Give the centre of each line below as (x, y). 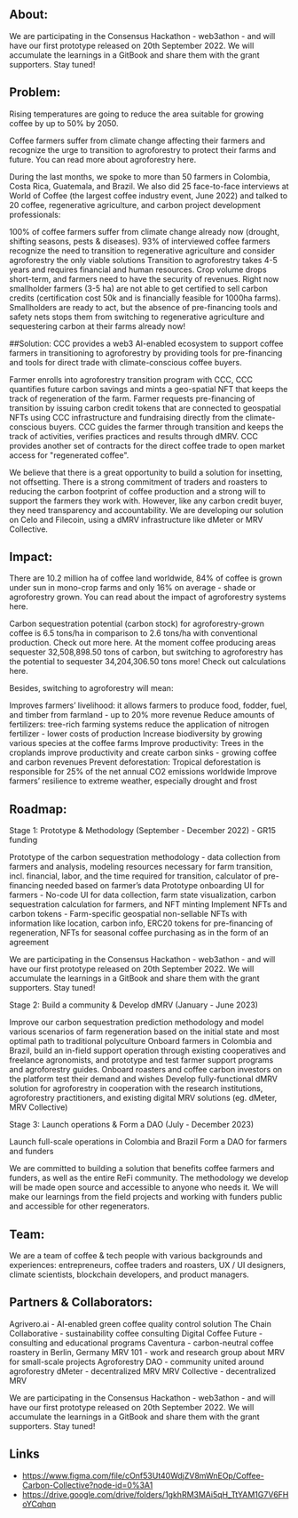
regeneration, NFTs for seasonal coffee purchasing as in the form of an (139, 933)
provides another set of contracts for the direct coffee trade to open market (147, 446)
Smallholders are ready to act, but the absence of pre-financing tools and (143, 307)
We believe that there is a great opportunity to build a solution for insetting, (146, 472)
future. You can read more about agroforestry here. (103, 159)
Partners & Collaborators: (81, 1302)
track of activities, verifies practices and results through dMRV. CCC (134, 436)
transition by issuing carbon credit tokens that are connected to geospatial (145, 407)
